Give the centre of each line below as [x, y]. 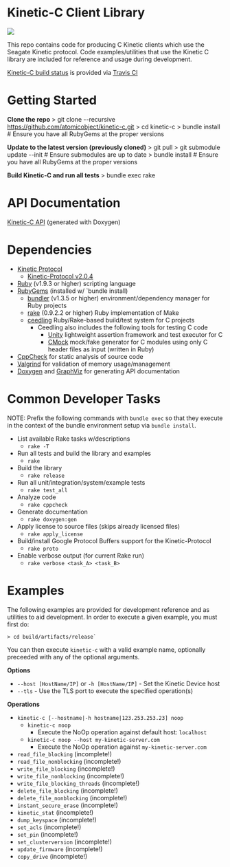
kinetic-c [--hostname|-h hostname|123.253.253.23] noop [100, 718]
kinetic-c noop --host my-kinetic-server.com [93, 740]
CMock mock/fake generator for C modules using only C [128, 342]
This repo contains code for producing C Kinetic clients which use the [106, 44]
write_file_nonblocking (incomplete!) [71, 776]
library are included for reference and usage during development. [100, 59]
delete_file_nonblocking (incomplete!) [72, 798]
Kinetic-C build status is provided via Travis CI [73, 72]
